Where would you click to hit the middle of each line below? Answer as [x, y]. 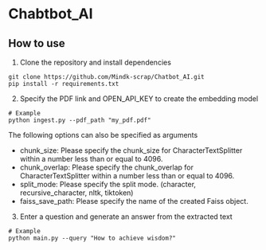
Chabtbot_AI [51, 14]
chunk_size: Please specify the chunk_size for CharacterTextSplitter [131, 150]
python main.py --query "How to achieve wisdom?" [92, 238]
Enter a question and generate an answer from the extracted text [126, 217]
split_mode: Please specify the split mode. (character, [108, 184]
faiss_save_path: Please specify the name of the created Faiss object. [134, 201]
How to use [37, 43]
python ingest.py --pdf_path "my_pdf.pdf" [80, 120]
